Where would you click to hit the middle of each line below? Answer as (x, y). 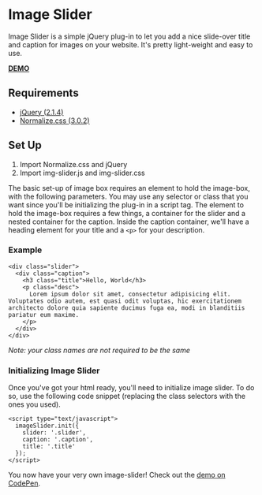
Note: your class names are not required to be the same (99, 350)
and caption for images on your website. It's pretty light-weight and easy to (131, 44)
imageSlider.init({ (47, 426)
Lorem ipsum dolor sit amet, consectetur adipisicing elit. (130, 294)
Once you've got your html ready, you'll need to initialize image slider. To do (131, 388)
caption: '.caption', (58, 440)
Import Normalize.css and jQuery (73, 164)
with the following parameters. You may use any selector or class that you (128, 196)
